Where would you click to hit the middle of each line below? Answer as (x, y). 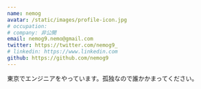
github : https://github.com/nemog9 (58, 58)
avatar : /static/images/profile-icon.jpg (67, 20)
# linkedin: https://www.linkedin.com (62, 52)
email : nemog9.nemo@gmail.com (50, 39)
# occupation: (27, 26)
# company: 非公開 (32, 33)
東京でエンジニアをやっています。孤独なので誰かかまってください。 (103, 78)
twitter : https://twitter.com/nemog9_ (62, 45)
